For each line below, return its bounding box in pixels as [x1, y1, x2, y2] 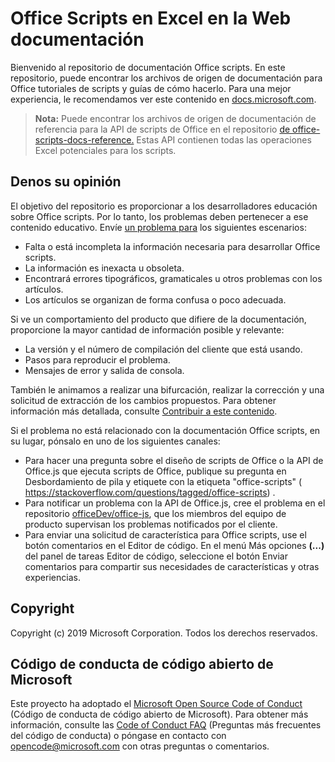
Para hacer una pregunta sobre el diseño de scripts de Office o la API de [24, 454, 324, 466]
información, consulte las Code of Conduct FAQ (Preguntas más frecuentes [10, 719, 322, 731]
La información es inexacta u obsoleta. [24, 262, 185, 274]
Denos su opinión [10, 173, 122, 191]
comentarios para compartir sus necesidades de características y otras [24, 560, 320, 572]
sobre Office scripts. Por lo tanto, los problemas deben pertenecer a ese [10, 210, 309, 222]
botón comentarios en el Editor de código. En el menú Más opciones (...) [24, 539, 325, 551]
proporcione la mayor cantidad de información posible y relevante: [10, 323, 285, 336]
